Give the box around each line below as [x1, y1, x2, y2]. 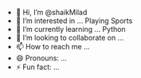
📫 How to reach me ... [15, 42, 90, 51]
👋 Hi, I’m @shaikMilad [15, 8, 88, 17]
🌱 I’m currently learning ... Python [15, 25, 126, 33]
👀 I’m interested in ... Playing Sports [15, 16, 133, 25]
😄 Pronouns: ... [15, 53, 68, 63]
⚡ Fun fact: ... [15, 62, 60, 72]
